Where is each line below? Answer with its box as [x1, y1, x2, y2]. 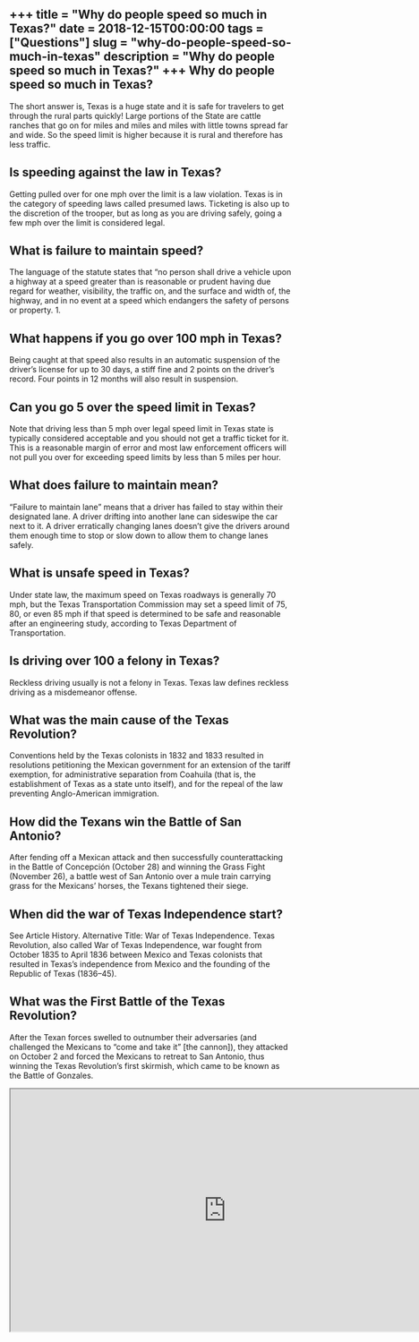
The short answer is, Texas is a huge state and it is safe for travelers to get [9, 100, 285, 111]
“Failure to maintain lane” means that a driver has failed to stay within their [9, 501, 284, 512]
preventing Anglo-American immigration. [9, 788, 159, 799]
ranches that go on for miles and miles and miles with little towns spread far [9, 120, 288, 131]
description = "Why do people [103, 49, 275, 64]
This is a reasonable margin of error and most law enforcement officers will [9, 442, 286, 453]
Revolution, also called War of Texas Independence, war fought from [9, 939, 262, 950]
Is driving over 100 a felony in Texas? [9, 654, 220, 669]
